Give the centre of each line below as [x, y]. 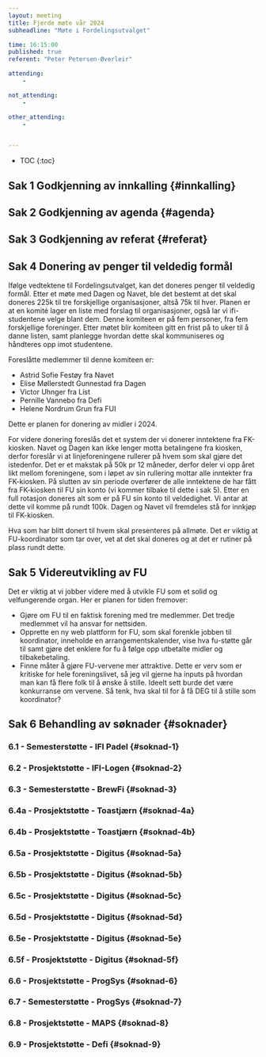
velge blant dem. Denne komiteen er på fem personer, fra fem [147, 319]
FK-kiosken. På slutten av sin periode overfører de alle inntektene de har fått [133, 482]
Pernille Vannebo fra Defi [61, 400]
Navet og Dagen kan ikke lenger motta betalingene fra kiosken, [140, 448]
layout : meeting [35, 15]
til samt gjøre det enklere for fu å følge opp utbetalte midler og [121, 649]
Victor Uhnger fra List [55, 392]
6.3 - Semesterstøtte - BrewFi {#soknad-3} [93, 789]
